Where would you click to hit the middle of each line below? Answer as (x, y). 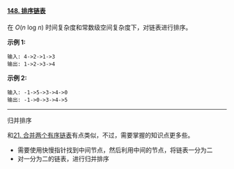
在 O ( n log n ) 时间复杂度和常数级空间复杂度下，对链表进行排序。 (100, 27)
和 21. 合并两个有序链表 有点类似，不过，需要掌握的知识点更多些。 (101, 135)
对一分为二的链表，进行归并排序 (63, 159)
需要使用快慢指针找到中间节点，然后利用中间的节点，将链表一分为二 (115, 150)
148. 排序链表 (26, 10)
